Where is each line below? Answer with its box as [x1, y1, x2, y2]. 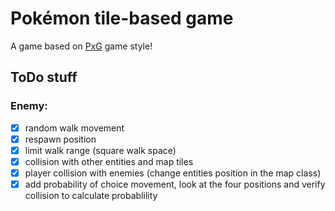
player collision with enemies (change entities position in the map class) [24, 167, 322, 179]
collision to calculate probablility [24, 190, 158, 201]
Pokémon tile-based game [10, 7, 234, 30]
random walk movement [24, 122, 125, 134]
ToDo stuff [10, 69, 78, 86]
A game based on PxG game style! [10, 40, 153, 52]
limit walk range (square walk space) [24, 144, 177, 156]
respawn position [24, 133, 97, 145]
